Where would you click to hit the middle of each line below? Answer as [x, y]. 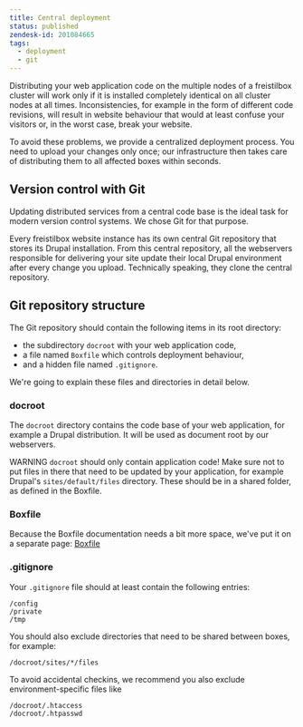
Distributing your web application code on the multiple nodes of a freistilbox [151, 86]
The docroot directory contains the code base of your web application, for [147, 425]
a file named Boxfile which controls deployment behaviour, [133, 354]
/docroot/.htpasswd [46, 713]
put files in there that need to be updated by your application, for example [147, 471]
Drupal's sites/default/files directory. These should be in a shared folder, [151, 480]
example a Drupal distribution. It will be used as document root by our [139, 434]
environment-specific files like [66, 689]
